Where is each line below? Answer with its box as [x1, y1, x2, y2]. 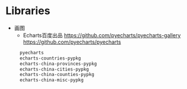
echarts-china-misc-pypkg [20, 77, 84, 83]
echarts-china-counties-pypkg [20, 72, 94, 78]
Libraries [5, 4, 50, 18]
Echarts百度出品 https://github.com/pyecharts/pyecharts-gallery [23, 31, 181, 39]
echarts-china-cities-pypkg [20, 66, 90, 72]
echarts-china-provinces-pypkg [20, 61, 97, 67]
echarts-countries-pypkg [20, 55, 81, 61]
